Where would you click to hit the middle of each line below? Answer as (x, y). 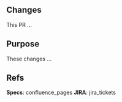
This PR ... (19, 24)
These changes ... (29, 59)
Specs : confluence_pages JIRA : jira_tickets (61, 93)
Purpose (23, 44)
